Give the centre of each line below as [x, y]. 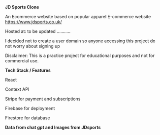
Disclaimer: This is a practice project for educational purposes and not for [80, 55]
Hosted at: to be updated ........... [38, 31]
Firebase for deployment [30, 108]
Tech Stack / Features [28, 70]
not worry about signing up [32, 46]
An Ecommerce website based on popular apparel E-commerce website [78, 16]
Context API [17, 89]
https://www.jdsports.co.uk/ [34, 22]
